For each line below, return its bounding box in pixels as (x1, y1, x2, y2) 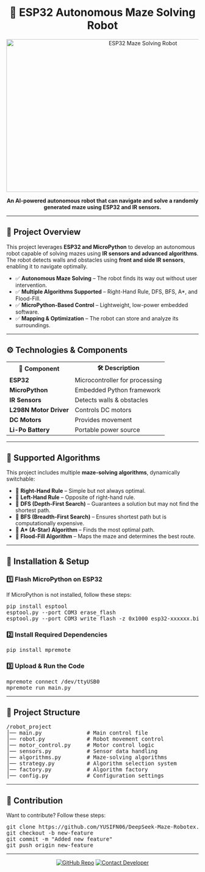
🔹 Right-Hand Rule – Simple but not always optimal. (15, 487, 146, 495)
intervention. (15, 281, 48, 289)
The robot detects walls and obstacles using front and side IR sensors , (6, 256, 185, 264)
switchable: (6, 475, 35, 482)
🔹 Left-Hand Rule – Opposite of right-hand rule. (15, 493, 135, 501)
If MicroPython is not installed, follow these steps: (6, 591, 132, 599)
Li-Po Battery (9, 425, 50, 434)
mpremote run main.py (6, 684, 71, 691)
